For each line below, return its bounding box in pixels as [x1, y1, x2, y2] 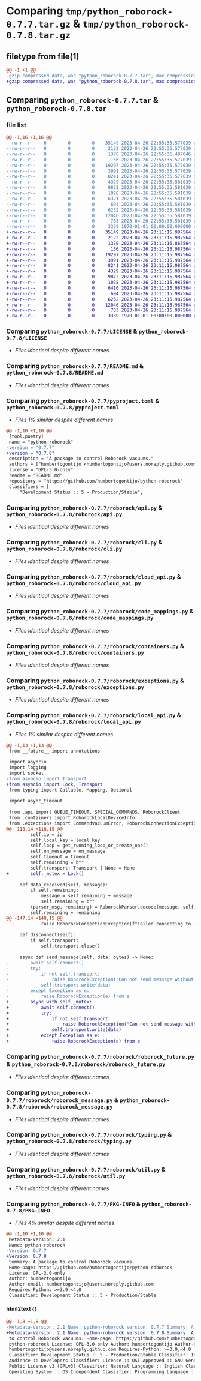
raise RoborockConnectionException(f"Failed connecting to [41, 921, 191, 927]
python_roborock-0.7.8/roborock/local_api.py [6, 718, 142, 726]
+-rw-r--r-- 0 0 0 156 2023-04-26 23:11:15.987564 [6, 246, 191, 252]
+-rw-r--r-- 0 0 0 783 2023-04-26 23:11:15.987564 [6, 307, 191, 313]
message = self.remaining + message [41, 893, 133, 899]
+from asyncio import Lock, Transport [6, 781, 103, 787]
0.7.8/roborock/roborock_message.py [6, 1103, 113, 1110]
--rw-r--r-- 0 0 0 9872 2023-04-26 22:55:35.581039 [6, 185, 191, 191]
